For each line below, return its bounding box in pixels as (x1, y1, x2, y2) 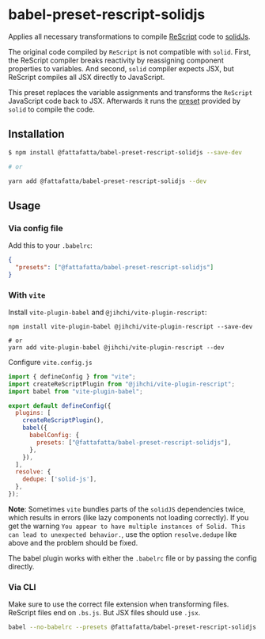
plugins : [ (15, 409, 51, 417)
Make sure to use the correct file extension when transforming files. (8, 599, 229, 609)
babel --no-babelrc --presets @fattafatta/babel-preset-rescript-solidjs (8, 623, 257, 631)
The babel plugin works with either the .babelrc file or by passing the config (8, 553, 257, 563)
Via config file (8, 223, 63, 234)
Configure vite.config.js (8, 357, 93, 367)
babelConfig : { (28, 432, 80, 439)
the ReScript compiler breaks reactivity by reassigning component (8, 55, 224, 65)
